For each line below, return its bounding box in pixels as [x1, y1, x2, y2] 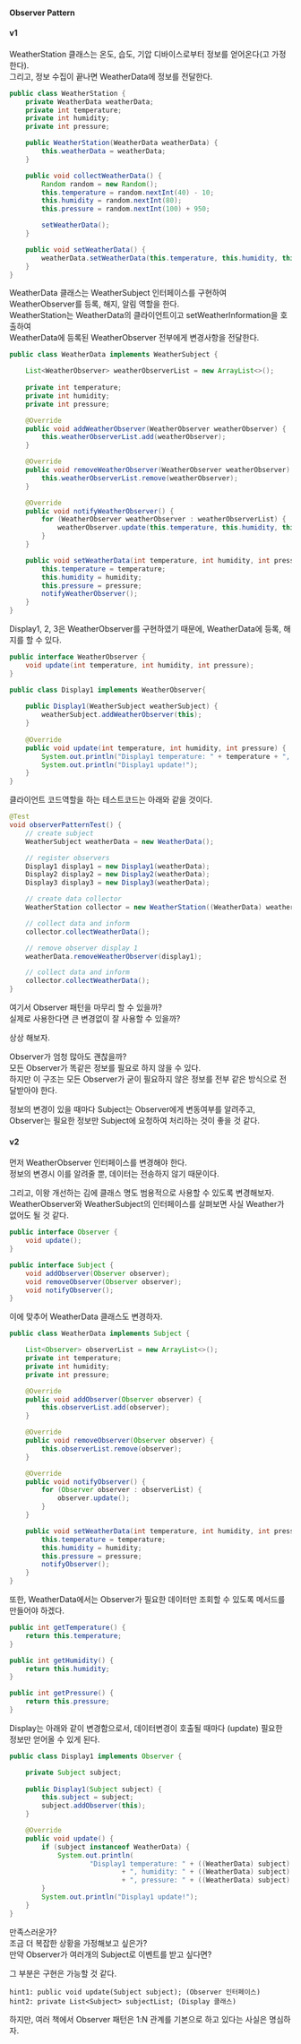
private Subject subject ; [25, 1768, 123, 1777]
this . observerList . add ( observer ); [41, 1403, 170, 1412]
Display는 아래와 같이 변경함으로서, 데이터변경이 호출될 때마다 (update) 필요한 [9, 1722, 283, 1733]
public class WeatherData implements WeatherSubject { [9, 350, 219, 359]
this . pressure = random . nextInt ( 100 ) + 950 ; [41, 204, 211, 214]
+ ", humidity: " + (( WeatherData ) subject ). [121, 1867, 295, 1876]
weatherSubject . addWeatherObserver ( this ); [41, 711, 202, 720]
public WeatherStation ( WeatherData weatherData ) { [25, 139, 219, 148]
